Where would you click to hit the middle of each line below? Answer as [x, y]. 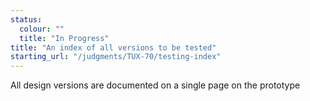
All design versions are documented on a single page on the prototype [155, 85]
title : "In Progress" [64, 38]
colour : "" [42, 29]
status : [26, 19]
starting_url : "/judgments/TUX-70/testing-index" [116, 57]
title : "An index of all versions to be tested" [113, 47]
